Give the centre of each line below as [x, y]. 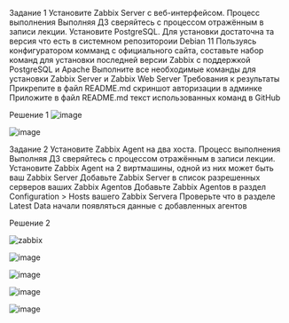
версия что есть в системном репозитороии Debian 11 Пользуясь [133, 41]
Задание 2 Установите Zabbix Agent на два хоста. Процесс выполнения [145, 149]
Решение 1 [29, 115]
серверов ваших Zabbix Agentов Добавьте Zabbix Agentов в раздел [138, 187]
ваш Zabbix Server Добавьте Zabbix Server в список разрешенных [135, 177]
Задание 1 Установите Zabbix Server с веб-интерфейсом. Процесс [135, 13]
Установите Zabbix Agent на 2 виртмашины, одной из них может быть [141, 168]
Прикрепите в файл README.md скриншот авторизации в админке [136, 88]
